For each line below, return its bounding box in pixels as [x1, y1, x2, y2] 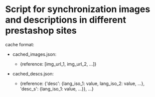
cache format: [5, 41, 34, 47]
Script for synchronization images [5, 4, 150, 15]
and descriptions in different [5, 14, 126, 26]
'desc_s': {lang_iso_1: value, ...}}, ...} [20, 85, 94, 91]
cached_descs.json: [12, 70, 54, 76]
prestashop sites [5, 25, 77, 36]
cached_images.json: [12, 51, 57, 57]
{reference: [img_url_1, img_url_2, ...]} [20, 61, 97, 67]
